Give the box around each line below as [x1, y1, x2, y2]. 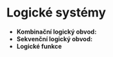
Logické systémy [6, 5, 106, 21]
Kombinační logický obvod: [16, 27, 97, 36]
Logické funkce [16, 42, 63, 50]
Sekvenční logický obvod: [16, 34, 93, 43]
